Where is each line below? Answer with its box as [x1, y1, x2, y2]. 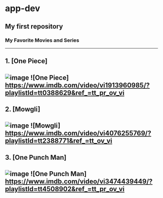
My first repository [5, 22, 63, 31]
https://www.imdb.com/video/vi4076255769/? [5, 129, 151, 137]
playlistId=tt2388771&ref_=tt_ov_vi [5, 137, 113, 145]
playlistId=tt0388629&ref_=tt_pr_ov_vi [5, 88, 125, 97]
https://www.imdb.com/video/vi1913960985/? [5, 81, 150, 89]
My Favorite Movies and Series [5, 37, 80, 44]
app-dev [5, 3, 40, 14]
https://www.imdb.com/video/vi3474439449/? [5, 178, 153, 186]
